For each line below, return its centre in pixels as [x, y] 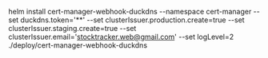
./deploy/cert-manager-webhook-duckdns [78, 45]
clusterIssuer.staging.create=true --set [72, 28]
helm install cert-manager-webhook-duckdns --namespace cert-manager [130, 12]
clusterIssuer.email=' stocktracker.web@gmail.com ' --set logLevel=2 [121, 37]
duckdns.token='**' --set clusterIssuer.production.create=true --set [133, 20]
